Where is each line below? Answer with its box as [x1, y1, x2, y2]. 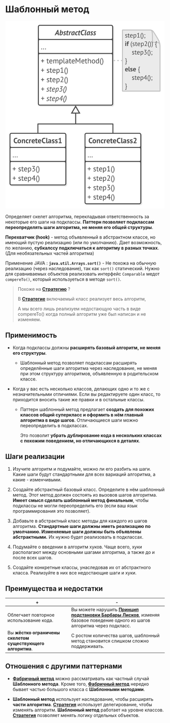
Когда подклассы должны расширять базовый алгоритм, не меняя [12, 345, 161, 351]
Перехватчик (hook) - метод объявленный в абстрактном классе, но [5, 234, 156, 240]
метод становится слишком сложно [71, 637, 149, 644]
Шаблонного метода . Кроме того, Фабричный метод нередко [12, 680, 149, 687]
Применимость [5, 331, 57, 340]
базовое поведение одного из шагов [71, 617, 151, 624]
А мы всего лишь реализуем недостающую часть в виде [17, 306, 141, 312]
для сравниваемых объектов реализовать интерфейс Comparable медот [5, 271, 160, 277]
